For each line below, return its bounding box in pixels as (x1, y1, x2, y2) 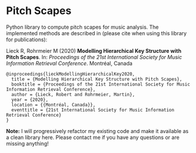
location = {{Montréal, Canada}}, (11, 101, 96, 108)
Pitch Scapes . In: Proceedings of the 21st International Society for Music (6, 53, 183, 60)
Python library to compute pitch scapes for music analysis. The (6, 23, 159, 30)
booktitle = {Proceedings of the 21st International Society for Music (11, 81, 191, 87)
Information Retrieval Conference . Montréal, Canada (6, 60, 133, 67)
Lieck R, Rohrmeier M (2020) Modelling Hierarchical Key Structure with (6, 47, 182, 54)
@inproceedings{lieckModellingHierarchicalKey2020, (6, 71, 135, 77)
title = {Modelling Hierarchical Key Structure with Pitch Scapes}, (11, 76, 183, 82)
